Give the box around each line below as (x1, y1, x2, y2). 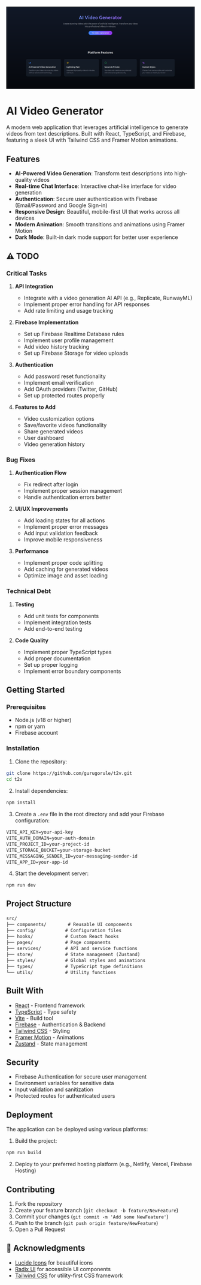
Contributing (6, 1184, 55, 1194)
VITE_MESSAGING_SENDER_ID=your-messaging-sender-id (6, 853, 138, 859)
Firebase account (14, 729, 59, 736)
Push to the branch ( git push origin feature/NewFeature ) (14, 1219, 159, 1226)
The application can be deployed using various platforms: (6, 1126, 148, 1133)
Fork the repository (14, 1200, 63, 1207)
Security (6, 1058, 39, 1068)
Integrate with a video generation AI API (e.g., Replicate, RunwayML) (23, 294, 193, 301)
